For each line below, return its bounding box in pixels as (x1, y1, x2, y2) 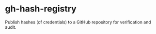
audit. (5, 24, 16, 30)
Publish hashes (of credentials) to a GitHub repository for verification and (5, 19, 151, 25)
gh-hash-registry (5, 3, 77, 14)
